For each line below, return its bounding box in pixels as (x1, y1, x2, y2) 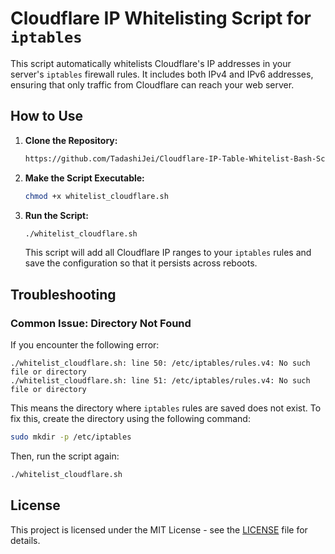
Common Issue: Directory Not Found (10, 316, 192, 330)
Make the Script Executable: (24, 172, 145, 184)
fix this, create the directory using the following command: (10, 413, 251, 425)
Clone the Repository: (24, 134, 118, 146)
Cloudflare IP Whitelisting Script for (10, 7, 312, 30)
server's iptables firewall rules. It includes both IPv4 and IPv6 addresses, (10, 68, 314, 80)
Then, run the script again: (10, 450, 120, 462)
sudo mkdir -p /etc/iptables (10, 432, 132, 442)
